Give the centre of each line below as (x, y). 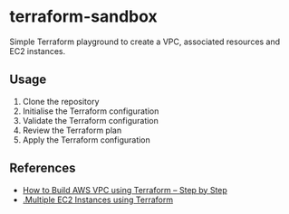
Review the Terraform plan (72, 130)
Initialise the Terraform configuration (91, 111)
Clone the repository (61, 101)
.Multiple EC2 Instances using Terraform (98, 200)
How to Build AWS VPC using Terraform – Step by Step (125, 190)
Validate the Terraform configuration (90, 120)
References (43, 168)
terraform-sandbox (84, 17)
